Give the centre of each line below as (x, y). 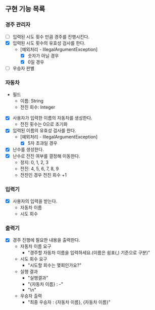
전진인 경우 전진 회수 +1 (43, 175)
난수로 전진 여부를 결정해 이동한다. (46, 156)
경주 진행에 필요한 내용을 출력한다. (46, 240)
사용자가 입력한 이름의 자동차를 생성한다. (52, 118)
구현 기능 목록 (25, 9)
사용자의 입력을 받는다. (35, 201)
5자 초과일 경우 (42, 143)
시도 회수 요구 (34, 259)
